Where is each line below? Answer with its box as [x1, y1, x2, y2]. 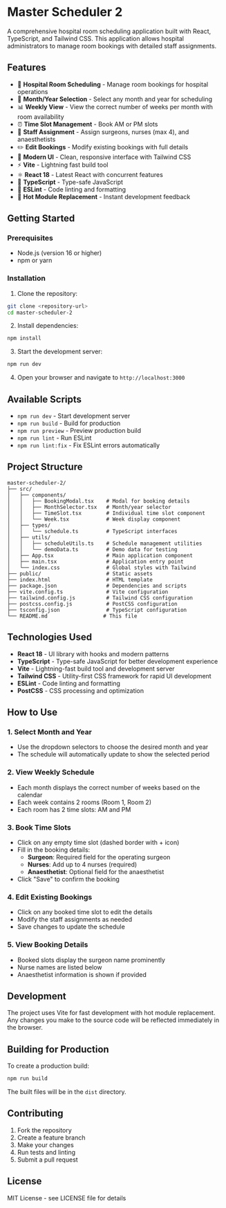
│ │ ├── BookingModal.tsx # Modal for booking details [7, 497, 190, 505]
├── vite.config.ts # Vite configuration [7, 588, 169, 595]
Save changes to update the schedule [17, 922, 126, 931]
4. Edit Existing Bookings [7, 892, 93, 902]
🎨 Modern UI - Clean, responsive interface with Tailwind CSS [17, 153, 191, 161]
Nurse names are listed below [17, 963, 102, 972]
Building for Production [7, 1043, 109, 1055]
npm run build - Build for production [17, 419, 121, 427]
